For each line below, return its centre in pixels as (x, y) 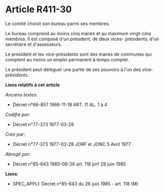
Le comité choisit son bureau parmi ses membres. (58, 23)
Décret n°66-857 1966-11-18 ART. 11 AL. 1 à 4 (60, 104)
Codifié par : (18, 114)
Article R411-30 (39, 9)
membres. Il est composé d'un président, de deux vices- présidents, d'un (82, 39)
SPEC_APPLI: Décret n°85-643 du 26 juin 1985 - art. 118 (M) (75, 184)
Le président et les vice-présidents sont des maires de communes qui (78, 54)
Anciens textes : (22, 94)
